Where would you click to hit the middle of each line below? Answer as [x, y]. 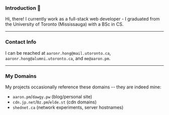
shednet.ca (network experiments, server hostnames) [68, 107]
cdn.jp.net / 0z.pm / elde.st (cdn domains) [55, 102]
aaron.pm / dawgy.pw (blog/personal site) [52, 96]
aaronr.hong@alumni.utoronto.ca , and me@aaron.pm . [58, 58]
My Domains [21, 76]
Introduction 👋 [23, 8]
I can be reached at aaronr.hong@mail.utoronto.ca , [58, 53]
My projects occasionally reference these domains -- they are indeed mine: [83, 87]
